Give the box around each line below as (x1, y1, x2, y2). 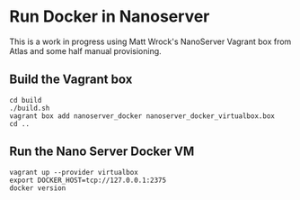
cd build (9, 95, 42, 105)
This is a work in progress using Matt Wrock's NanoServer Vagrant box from (9, 36, 292, 47)
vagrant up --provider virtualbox (9, 168, 139, 177)
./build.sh (9, 104, 50, 113)
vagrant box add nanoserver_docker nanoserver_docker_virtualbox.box (9, 111, 276, 121)
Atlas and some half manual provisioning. (9, 45, 162, 56)
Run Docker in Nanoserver (9, 6, 210, 27)
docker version (9, 183, 66, 193)
